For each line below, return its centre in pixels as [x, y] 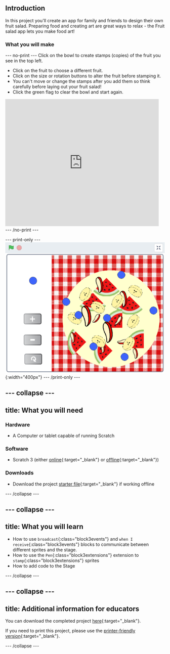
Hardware [18, 424]
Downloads [19, 473]
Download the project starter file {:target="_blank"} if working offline [83, 484]
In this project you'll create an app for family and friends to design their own [84, 20]
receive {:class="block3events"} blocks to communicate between [81, 544]
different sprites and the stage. [45, 550]
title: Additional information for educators [72, 609]
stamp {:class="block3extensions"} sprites [56, 560]
